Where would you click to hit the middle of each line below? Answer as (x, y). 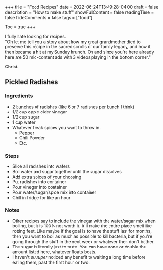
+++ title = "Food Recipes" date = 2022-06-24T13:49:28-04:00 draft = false (82, 7)
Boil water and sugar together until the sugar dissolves (67, 171)
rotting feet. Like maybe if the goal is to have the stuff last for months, (82, 231)
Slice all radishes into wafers (41, 166)
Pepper (27, 133)
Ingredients (19, 96)
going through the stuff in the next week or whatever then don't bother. (83, 242)
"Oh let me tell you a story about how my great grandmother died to (73, 42)
